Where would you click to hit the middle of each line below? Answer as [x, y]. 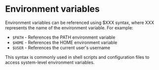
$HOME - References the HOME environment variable [65, 42]
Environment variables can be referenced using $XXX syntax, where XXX [80, 23]
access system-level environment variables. [50, 62]
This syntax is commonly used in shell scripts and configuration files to [77, 57]
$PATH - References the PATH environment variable [64, 37]
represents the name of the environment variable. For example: [69, 27]
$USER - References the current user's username [61, 47]
